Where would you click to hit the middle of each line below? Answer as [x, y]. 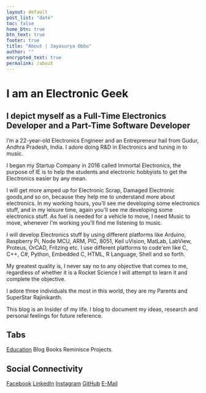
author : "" [20, 52]
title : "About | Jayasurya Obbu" [49, 47]
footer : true [23, 40]
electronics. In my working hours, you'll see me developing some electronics [103, 203]
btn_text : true [26, 35]
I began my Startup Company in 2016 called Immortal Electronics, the [94, 165]
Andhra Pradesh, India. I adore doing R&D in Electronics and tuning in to [97, 147]
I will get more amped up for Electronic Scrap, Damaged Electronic [90, 190]
